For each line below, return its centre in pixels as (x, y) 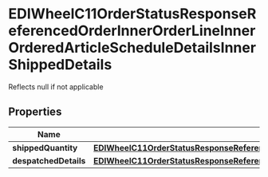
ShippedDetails (60, 65)
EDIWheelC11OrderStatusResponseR (132, 14)
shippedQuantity (45, 147)
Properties (35, 112)
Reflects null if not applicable (56, 87)
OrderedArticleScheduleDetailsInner (132, 48)
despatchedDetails (49, 160)
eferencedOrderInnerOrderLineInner (132, 31)
